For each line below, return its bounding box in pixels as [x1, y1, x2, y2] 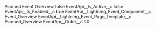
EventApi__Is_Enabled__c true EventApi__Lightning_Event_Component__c [4, 9, 151, 14]
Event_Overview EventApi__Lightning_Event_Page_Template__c [4, 14, 132, 19]
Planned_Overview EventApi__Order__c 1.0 [4, 19, 90, 24]
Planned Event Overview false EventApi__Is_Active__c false [4, 4, 123, 9]
